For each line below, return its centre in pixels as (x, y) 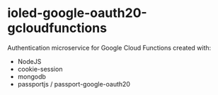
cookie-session (40, 69)
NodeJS (29, 61)
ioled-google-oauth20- (77, 13)
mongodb (31, 77)
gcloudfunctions (57, 28)
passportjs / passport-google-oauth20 (74, 84)
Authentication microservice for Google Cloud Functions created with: (109, 47)
